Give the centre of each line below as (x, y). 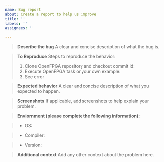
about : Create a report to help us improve (51, 14)
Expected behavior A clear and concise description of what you (83, 86)
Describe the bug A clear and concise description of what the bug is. (88, 47)
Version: (33, 145)
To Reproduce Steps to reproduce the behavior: (66, 56)
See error (35, 77)
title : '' (15, 19)
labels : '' (16, 24)
